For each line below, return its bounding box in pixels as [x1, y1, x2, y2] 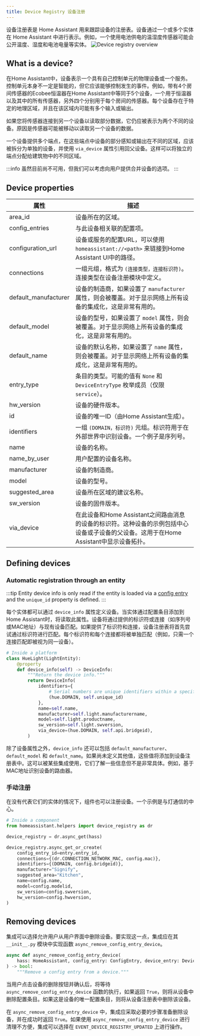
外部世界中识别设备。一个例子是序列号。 [75, 432, 189, 441]
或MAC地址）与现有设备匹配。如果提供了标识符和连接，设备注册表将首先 [6, 623, 186, 630]
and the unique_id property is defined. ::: [6, 596, 106, 603]
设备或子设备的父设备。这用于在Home [75, 528, 182, 537]
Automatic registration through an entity [6, 576, 126, 585]
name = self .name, [37, 705, 79, 712]
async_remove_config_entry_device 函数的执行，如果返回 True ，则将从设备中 [6, 988, 194, 995]
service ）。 [75, 390, 106, 398]
